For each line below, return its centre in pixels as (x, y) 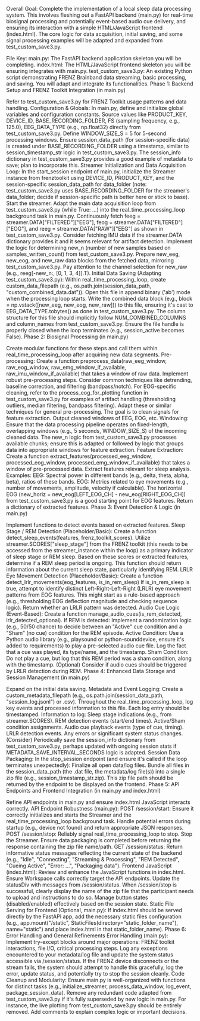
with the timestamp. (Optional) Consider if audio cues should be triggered (96, 665)
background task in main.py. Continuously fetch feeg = (74, 216)
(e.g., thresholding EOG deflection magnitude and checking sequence (92, 601)
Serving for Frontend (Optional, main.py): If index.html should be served (94, 910)
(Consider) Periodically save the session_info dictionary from (81, 740)
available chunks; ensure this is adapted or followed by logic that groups (95, 444)
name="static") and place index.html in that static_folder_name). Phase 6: (96, 929)
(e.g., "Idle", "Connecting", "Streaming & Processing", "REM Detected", (93, 859)
